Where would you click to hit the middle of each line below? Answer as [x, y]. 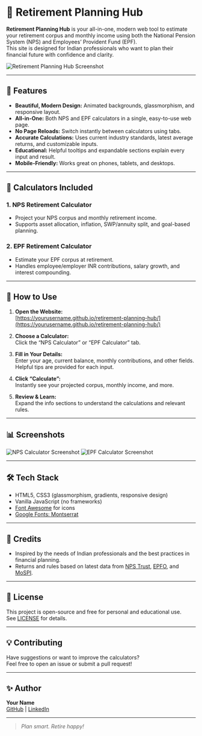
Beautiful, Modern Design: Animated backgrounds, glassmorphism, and [105, 105]
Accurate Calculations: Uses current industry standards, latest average [104, 137]
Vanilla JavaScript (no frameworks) [58, 502]
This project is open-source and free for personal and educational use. [94, 612]
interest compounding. [43, 272]
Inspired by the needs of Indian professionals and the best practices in [102, 553]
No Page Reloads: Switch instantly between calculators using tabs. [98, 131]
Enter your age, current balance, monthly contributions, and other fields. [104, 360]
